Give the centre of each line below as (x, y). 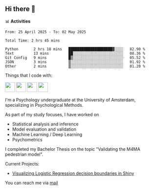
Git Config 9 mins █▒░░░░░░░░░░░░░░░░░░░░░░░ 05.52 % (75, 58)
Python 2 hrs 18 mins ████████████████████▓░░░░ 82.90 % (75, 49)
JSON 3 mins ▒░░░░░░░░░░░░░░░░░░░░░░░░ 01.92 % (75, 62)
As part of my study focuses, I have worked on (52, 114)
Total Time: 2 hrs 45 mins (32, 40)
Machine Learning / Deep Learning (47, 134)
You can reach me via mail (32, 183)
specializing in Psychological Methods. (44, 105)
